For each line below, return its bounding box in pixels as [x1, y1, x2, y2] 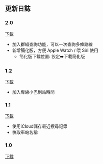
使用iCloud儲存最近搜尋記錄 [12, 123, 68, 129]
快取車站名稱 [12, 130, 38, 135]
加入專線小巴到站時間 [12, 89, 55, 95]
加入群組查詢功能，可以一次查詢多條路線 [12, 41, 93, 47]
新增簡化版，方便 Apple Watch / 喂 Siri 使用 [12, 47, 98, 53]
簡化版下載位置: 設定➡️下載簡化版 [19, 53, 86, 59]
